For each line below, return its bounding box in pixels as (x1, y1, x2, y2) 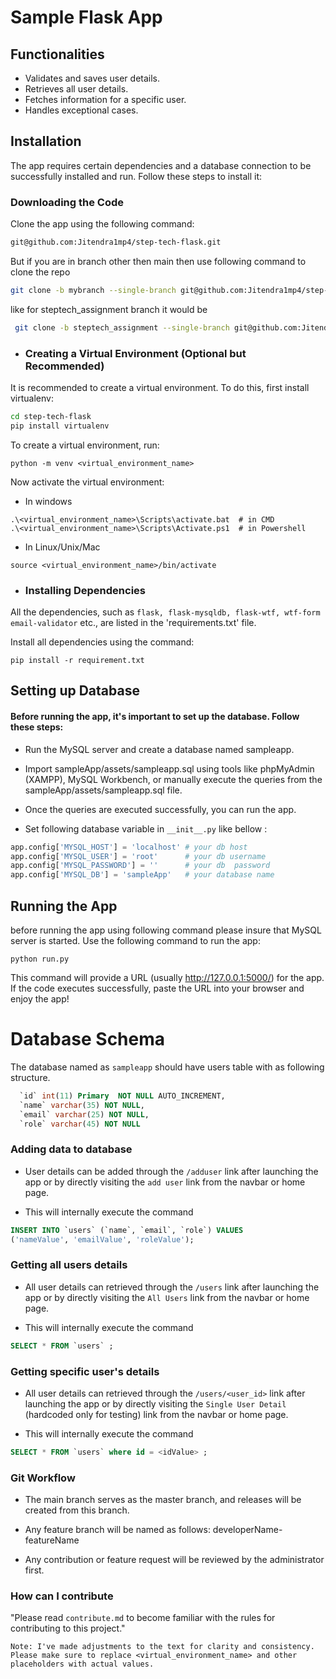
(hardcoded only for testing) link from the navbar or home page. (24, 1408, 289, 1420)
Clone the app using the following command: (10, 218, 195, 230)
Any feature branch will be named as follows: (24, 1524, 211, 1536)
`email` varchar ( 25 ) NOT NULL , (19, 1109, 150, 1120)
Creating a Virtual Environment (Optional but (24, 346, 247, 360)
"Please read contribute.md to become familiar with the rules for (10, 1612, 276, 1624)
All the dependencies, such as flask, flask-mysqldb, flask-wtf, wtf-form (10, 606, 321, 618)
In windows (24, 495, 73, 507)
